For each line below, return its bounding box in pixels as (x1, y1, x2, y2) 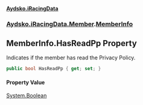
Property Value (6, 79, 45, 86)
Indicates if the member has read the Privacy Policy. (6, 54, 136, 61)
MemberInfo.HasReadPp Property (6, 38, 137, 48)
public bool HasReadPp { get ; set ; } (6, 66, 101, 72)
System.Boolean (6, 92, 47, 99)
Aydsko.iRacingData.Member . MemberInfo (6, 20, 133, 28)
